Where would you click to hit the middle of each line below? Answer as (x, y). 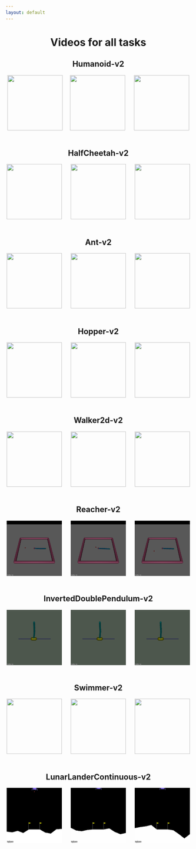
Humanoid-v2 (98, 64)
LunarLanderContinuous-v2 (98, 777)
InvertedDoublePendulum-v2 (98, 599)
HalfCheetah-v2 (98, 153)
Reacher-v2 (98, 510)
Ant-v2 (98, 242)
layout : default (25, 12)
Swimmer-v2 (98, 688)
